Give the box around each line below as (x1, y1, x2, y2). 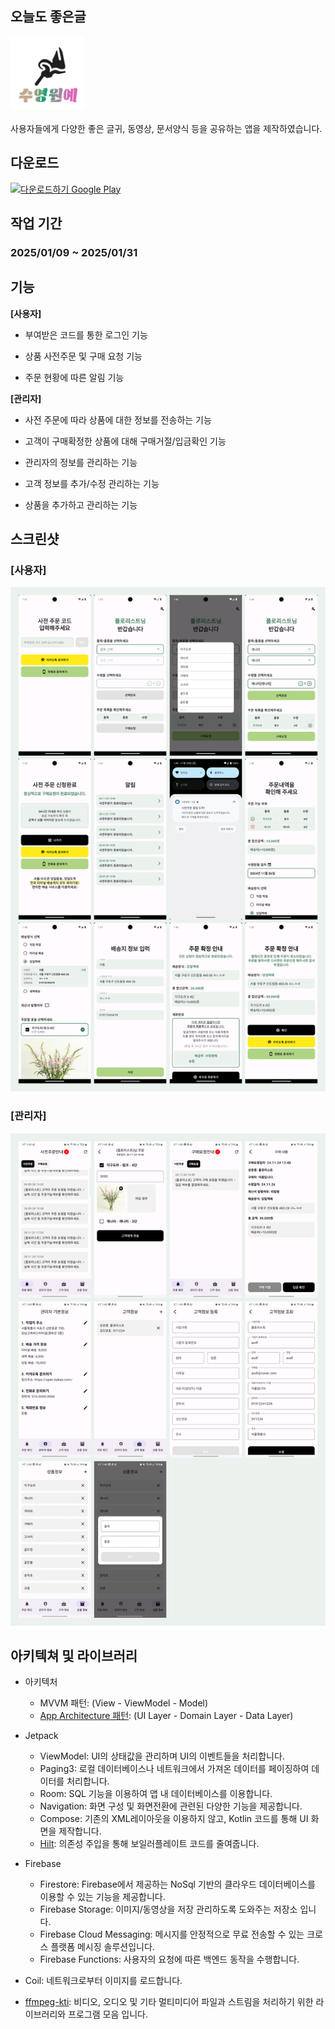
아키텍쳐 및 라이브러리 (10, 1647, 138, 1664)
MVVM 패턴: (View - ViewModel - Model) (39, 1697, 209, 1709)
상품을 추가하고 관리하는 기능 (24, 498, 138, 511)
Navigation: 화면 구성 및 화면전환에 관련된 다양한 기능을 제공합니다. (39, 1800, 303, 1812)
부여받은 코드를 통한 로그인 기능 (24, 328, 148, 341)
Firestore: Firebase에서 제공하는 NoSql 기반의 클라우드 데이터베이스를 (39, 1878, 316, 1891)
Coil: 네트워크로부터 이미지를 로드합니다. (24, 1975, 183, 1987)
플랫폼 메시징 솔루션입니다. (50, 1941, 155, 1953)
